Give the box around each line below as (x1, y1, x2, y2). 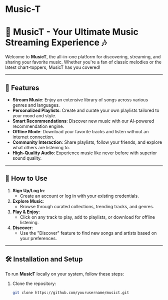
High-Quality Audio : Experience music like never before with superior (12, 150, 157, 156)
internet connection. (12, 134, 54, 140)
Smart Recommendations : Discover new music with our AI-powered (12, 118, 154, 124)
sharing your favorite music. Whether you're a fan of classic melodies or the (5, 59, 161, 65)
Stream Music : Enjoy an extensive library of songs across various (12, 96, 148, 103)
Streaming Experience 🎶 (5, 37, 107, 48)
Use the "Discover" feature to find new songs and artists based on (19, 230, 157, 236)
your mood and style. (12, 112, 56, 118)
